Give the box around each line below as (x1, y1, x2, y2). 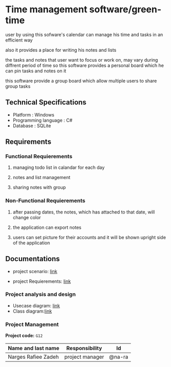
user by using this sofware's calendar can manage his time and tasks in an (5, 31, 163, 37)
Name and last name (8, 345, 60, 352)
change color (12, 214, 41, 220)
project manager (64, 353, 104, 360)
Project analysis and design (5, 291, 76, 298)
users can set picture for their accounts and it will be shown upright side (12, 234, 166, 240)
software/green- (89, 4, 162, 15)
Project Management (5, 321, 59, 328)
